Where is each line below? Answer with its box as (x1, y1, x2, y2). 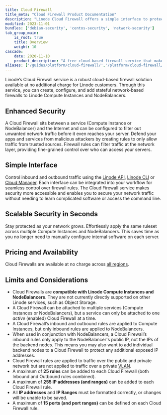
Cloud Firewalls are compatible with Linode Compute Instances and (12, 289, 154, 295)
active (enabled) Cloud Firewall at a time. (12, 315, 97, 321)
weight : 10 (14, 44, 37, 49)
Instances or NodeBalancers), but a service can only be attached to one (12, 310, 160, 316)
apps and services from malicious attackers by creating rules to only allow (5, 136, 158, 142)
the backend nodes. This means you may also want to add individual (12, 342, 153, 348)
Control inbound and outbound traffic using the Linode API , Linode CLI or (5, 174, 155, 180)
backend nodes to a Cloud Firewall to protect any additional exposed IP (12, 347, 159, 353)
